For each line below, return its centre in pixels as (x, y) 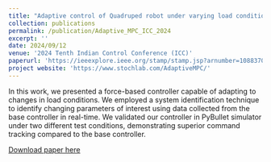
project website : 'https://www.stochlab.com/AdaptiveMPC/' (110, 69)
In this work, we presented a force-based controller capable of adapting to (132, 91)
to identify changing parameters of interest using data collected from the (129, 108)
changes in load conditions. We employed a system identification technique (134, 100)
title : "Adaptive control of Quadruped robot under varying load (120, 16)
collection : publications (52, 23)
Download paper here (44, 149)
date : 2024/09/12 (38, 46)
